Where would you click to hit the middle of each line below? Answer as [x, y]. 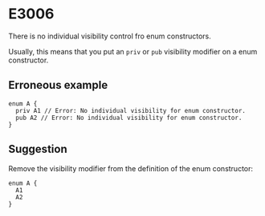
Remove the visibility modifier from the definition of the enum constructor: [131, 168]
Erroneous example [58, 85]
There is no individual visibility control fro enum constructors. [110, 36]
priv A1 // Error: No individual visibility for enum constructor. [131, 110]
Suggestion [38, 149]
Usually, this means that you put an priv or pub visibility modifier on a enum [133, 51]
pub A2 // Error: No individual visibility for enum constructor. [129, 118]
